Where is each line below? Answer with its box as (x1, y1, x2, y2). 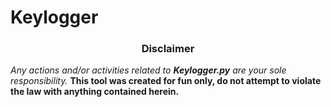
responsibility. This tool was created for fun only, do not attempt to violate (10, 75, 322, 87)
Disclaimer (141, 42, 195, 56)
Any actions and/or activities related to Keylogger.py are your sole (10, 64, 287, 76)
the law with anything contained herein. (10, 86, 180, 98)
